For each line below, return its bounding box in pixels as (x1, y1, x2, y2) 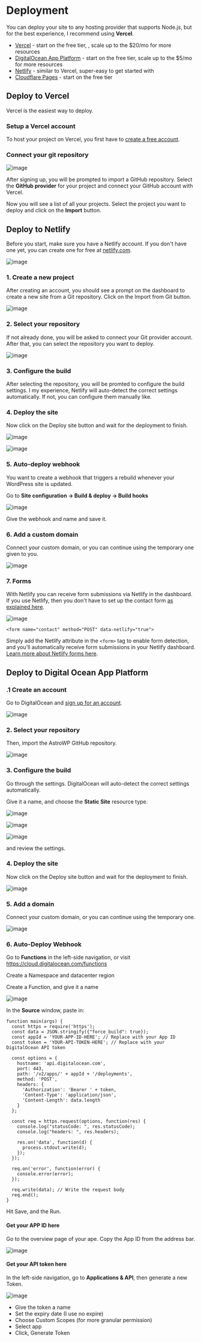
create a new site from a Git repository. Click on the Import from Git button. (6, 293, 191, 301)
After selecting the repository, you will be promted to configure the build (6, 380, 185, 388)
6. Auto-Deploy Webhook (6, 940, 82, 949)
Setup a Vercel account (6, 122, 76, 130)
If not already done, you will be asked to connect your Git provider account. (6, 333, 193, 340)
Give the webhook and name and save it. (6, 515, 107, 522)
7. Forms (6, 577, 32, 585)
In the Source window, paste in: (6, 1007, 85, 1014)
